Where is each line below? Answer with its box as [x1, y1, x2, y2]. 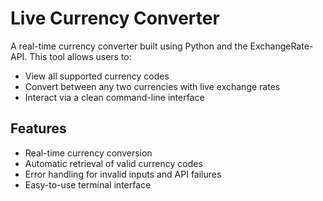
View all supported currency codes [24, 70, 170, 82]
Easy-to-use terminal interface [24, 178, 152, 191]
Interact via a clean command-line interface [24, 91, 205, 103]
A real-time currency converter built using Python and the [10, 40, 248, 52]
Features [10, 120, 67, 137]
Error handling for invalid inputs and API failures [24, 168, 222, 180]
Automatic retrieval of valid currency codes [24, 157, 203, 169]
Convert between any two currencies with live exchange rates [24, 80, 281, 92]
